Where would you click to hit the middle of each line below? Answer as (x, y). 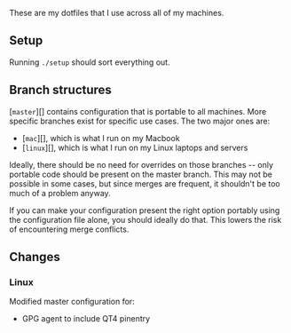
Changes (35, 257)
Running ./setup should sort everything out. (90, 62)
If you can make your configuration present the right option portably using (145, 210)
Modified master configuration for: (72, 302)
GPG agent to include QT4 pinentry (86, 319)
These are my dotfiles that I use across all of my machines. (117, 13)
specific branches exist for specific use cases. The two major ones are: (140, 121)
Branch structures (61, 90)
